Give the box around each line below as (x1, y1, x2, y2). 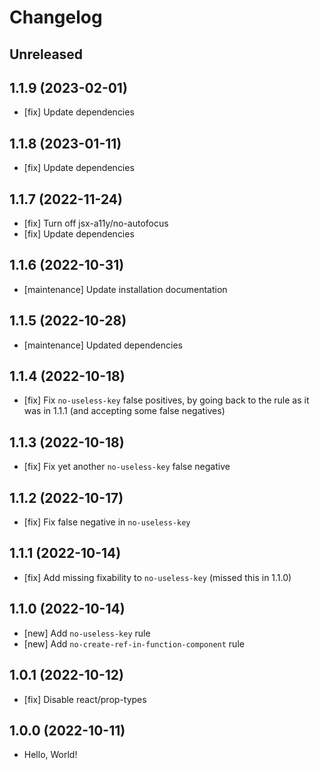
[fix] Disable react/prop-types (23, 693, 147, 705)
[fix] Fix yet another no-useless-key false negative (23, 461, 231, 473)
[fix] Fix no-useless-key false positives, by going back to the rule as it (23, 394, 310, 406)
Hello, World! (23, 749, 78, 761)
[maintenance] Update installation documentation (23, 283, 228, 295)
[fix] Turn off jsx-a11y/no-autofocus (23, 217, 169, 230)
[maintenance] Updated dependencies (23, 339, 183, 351)
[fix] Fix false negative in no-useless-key (23, 516, 191, 528)
